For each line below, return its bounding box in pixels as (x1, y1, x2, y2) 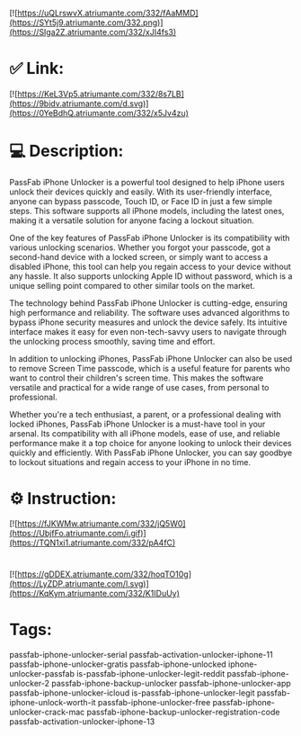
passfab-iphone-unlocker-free (97, 696, 211, 707)
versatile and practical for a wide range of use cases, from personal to (9, 381, 270, 392)
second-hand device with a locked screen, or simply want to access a (9, 251, 269, 262)
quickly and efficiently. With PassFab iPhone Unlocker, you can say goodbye (9, 447, 293, 458)
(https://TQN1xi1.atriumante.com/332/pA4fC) (9, 537, 176, 548)
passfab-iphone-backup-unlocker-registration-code (86, 706, 280, 717)
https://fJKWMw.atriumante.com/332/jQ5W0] (17, 517, 186, 529)
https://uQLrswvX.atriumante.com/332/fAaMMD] (17, 8, 199, 18)
